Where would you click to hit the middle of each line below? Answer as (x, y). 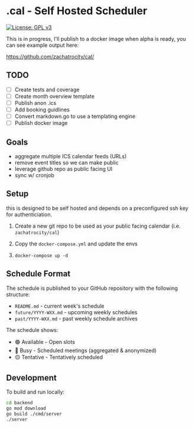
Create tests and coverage (47, 90)
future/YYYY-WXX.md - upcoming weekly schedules (76, 312)
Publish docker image (41, 123)
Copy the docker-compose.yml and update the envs (76, 244)
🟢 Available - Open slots (45, 341)
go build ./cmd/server (34, 414)
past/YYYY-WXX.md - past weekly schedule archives (76, 318)
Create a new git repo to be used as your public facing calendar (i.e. (98, 226)
